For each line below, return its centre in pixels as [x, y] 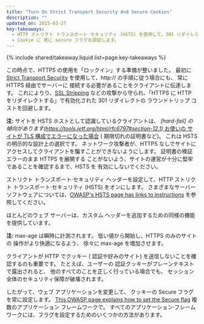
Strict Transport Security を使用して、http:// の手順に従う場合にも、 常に [97, 78]
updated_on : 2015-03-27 [36, 23]
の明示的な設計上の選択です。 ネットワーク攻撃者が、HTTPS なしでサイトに [101, 144]
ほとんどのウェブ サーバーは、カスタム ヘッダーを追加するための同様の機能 [101, 215]
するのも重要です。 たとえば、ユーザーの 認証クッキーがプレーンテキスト [103, 264]
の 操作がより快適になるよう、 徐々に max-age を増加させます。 [87, 243]
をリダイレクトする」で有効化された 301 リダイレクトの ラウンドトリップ [98, 100]
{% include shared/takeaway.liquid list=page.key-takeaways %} [86, 57]
